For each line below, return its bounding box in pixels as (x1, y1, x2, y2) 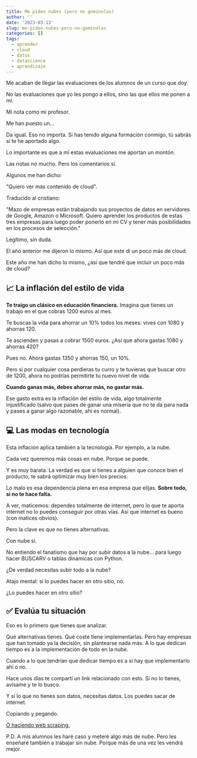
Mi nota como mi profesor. (6, 108, 70, 115)
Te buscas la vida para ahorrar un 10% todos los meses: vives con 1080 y (6, 319, 184, 327)
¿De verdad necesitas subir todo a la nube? (6, 566, 111, 573)
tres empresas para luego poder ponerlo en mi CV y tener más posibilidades (6, 218, 191, 225)
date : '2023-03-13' (6, 19, 54, 25)
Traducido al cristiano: (6, 195, 61, 202)
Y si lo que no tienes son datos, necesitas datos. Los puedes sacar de (6, 692, 175, 699)
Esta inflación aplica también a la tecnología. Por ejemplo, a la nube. (6, 444, 171, 451)
